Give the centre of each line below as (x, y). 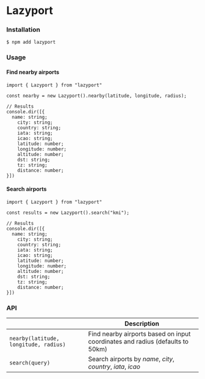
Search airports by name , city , (131, 359)
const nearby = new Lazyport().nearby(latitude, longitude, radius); (97, 96)
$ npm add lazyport (31, 42)
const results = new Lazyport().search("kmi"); (68, 213)
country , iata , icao (114, 367)
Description (142, 324)
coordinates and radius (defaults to (138, 342)
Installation (23, 30)
